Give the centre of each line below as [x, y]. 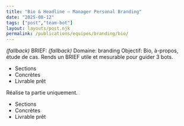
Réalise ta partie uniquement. [42, 93]
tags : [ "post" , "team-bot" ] [39, 23]
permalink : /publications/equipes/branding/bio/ [67, 34]
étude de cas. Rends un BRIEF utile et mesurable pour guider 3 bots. [90, 57]
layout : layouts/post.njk [38, 28]
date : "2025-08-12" [30, 17]
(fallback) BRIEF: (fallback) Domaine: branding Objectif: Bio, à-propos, [92, 51]
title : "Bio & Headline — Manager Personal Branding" [74, 12]
